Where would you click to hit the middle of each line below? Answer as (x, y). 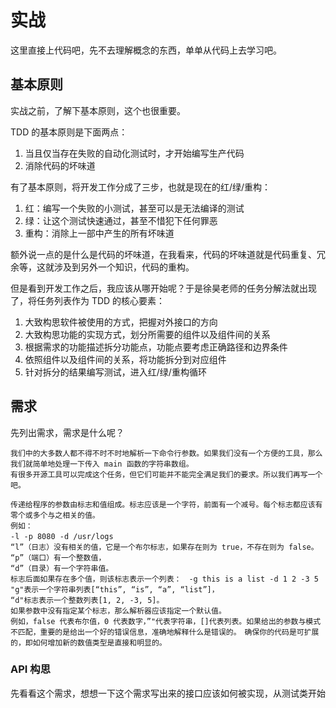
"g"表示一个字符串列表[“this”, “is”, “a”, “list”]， (115, 589)
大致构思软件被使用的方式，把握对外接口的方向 (121, 322)
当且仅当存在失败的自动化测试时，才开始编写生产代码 (134, 153)
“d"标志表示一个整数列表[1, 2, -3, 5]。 (85, 600)
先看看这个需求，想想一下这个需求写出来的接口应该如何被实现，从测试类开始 (168, 693)
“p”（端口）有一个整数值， (58, 557)
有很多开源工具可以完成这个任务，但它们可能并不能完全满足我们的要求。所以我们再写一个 (166, 474)
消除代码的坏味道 (60, 165)
